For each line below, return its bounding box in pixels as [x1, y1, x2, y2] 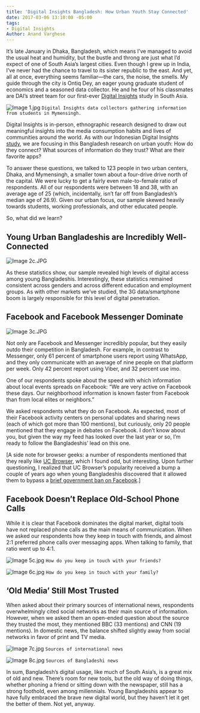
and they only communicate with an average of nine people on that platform [6, 358, 193, 366]
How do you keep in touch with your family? [46, 569, 159, 575]
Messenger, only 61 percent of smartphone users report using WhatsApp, [6, 352, 187, 360]
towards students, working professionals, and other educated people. [6, 203, 178, 210]
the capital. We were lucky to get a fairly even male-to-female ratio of [6, 177, 178, 185]
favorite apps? [6, 153, 42, 160]
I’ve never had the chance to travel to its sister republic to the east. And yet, [6, 67, 193, 74]
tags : [6, 20, 20, 26]
